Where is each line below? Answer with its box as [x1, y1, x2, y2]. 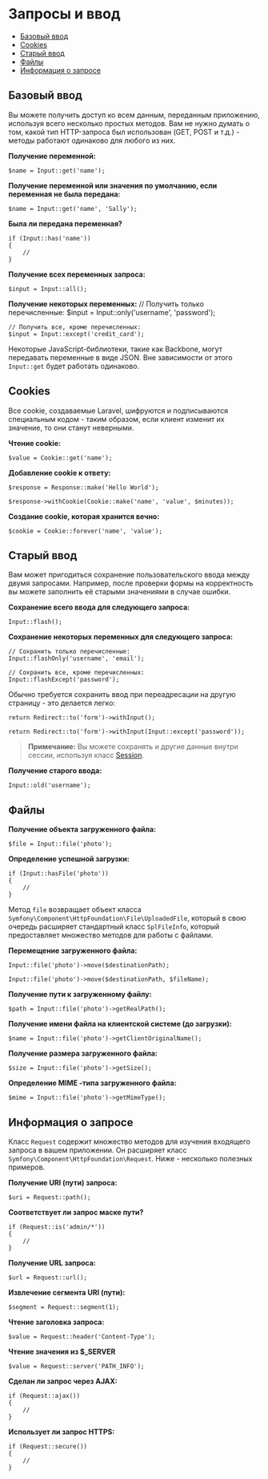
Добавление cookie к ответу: [8, 468, 111, 477]
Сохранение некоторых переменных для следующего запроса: [8, 632, 234, 642]
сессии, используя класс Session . [27, 751, 144, 760]
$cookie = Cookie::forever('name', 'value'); [8, 527, 162, 535]
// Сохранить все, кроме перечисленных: [8, 669, 146, 677]
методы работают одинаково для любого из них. [8, 136, 176, 145]
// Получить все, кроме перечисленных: [8, 322, 142, 331]
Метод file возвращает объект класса [8, 905, 142, 914]
